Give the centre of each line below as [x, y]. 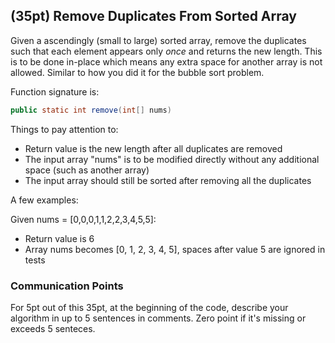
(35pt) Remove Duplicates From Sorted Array [153, 16]
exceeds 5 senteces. [53, 328]
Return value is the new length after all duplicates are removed [153, 148]
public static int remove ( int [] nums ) [91, 110]
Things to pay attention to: [64, 129]
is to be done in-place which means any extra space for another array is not [166, 61]
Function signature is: [55, 91]
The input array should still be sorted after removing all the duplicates [168, 180]
